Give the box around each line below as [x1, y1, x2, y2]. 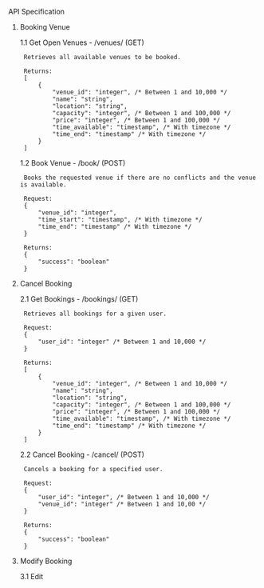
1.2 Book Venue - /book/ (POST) [19, 158, 126, 167]
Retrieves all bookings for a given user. [23, 310, 167, 318]
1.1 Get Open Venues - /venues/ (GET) [19, 38, 145, 47]
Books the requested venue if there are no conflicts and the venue [23, 174, 257, 182]
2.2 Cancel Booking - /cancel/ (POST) [19, 450, 145, 459]
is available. [19, 181, 67, 189]
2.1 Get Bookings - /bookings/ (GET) [19, 294, 139, 303]
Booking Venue [19, 22, 70, 31]
